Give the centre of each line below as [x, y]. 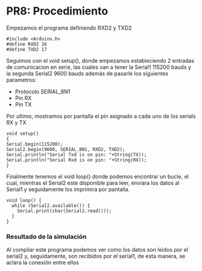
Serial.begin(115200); [35, 144]
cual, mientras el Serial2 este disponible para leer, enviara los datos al [93, 183]
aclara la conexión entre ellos [43, 263]
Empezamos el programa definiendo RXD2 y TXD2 [69, 28]
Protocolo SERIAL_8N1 [43, 91]
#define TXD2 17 [27, 49]
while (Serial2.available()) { [51, 206]
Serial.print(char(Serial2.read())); [65, 211]
